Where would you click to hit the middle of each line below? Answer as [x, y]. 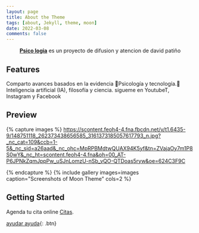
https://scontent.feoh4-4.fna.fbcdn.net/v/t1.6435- [125, 129]
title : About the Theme [36, 17]
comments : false [26, 34]
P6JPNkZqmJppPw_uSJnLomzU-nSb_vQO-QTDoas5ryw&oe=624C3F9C [96, 160]
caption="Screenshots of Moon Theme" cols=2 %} [69, 178]
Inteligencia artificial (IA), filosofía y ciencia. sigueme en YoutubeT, [88, 90]
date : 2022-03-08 [28, 28]
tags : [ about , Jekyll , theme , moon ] [52, 23]
